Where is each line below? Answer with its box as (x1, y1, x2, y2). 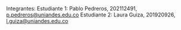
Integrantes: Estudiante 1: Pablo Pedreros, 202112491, (6, 5, 138, 12)
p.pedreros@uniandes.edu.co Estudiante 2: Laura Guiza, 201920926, (6, 11, 176, 18)
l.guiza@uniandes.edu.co (6, 18, 68, 24)
